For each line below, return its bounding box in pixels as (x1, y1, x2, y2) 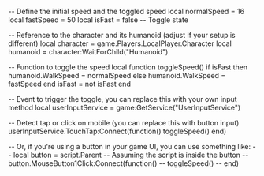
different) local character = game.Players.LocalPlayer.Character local (8, 39, 232, 48)
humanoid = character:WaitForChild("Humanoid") (8, 47, 169, 56)
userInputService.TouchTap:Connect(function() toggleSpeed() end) (8, 126, 227, 136)
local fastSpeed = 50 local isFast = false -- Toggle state (8, 15, 189, 24)
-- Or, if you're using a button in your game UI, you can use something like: (8, 142, 251, 151)
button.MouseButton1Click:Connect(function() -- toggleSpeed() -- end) (8, 159, 239, 168)
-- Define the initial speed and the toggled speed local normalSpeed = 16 (8, 7, 245, 16)
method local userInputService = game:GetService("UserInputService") (8, 103, 241, 112)
